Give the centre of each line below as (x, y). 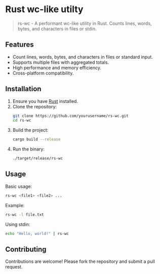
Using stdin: (18, 224)
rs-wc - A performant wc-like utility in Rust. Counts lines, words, (85, 23)
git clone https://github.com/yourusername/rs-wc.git (70, 116)
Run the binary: (28, 149)
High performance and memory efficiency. (57, 67)
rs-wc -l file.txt (25, 214)
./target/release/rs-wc (38, 159)
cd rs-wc (22, 121)
